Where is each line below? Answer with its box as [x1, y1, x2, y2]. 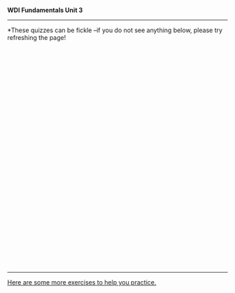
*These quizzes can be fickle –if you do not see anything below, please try [7, 26, 222, 34]
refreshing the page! [7, 34, 66, 41]
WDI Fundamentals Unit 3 [7, 6, 83, 14]
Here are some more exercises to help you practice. [7, 278, 157, 286]
